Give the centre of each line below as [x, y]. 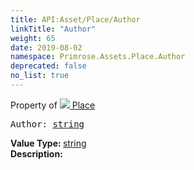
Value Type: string [48, 143]
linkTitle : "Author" [53, 29]
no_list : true [40, 76]
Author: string [47, 124]
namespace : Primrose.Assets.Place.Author [98, 57]
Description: [36, 153]
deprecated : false [48, 66]
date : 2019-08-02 [46, 47]
